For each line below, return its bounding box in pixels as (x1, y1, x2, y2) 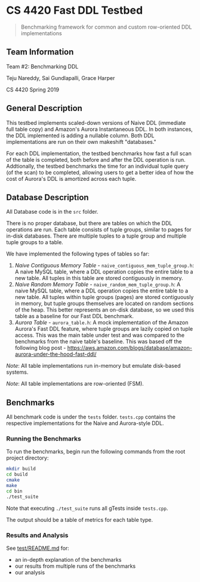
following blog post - (14, 344, 66, 352)
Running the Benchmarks (6, 435, 82, 443)
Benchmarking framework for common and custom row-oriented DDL (20, 23, 192, 30)
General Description (6, 103, 82, 113)
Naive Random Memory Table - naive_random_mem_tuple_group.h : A (14, 281, 181, 288)
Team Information (6, 47, 74, 57)
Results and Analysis (6, 531, 69, 539)
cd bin (6, 488, 23, 494)
